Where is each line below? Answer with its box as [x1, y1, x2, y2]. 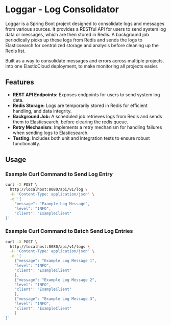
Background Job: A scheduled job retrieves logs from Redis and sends [12, 113, 162, 119]
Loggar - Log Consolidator [5, 4, 119, 15]
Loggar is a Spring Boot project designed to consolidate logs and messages [5, 20, 165, 27]
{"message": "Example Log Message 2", [14, 277, 97, 283]
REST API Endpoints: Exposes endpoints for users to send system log [12, 91, 160, 98]
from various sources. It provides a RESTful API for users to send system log [5, 26, 166, 32]
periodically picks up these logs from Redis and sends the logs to [5, 37, 143, 43]
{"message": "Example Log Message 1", [14, 258, 97, 264]
